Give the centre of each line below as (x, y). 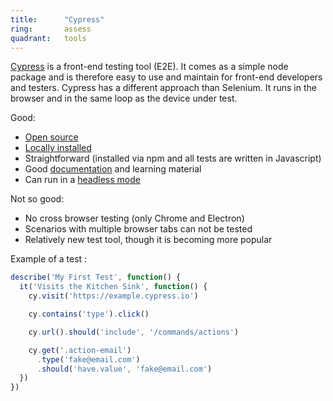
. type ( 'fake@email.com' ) (88, 359)
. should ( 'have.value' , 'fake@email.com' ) (124, 369)
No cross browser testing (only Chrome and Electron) (134, 218)
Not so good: (37, 199)
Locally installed (58, 148)
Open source (51, 137)
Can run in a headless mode (82, 180)
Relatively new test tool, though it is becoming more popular (148, 240)
